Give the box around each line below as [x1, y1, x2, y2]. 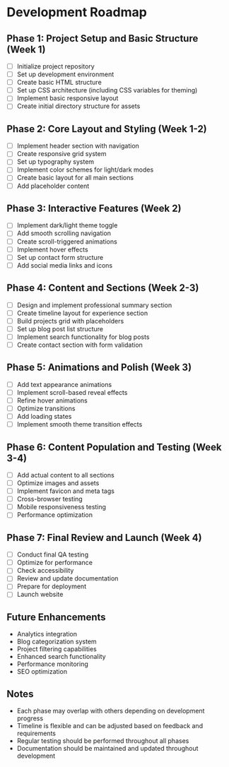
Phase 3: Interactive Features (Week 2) [6, 202, 182, 214]
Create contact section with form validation [16, 340, 143, 349]
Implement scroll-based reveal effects [16, 388, 128, 396]
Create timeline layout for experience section [16, 309, 148, 317]
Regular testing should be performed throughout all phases [16, 737, 189, 745]
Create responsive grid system [16, 150, 107, 158]
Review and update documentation [16, 574, 119, 583]
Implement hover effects [16, 245, 89, 254]
